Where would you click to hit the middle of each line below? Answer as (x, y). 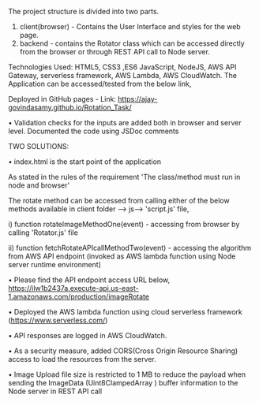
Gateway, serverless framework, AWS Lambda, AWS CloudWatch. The (122, 75)
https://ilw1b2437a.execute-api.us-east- (74, 288)
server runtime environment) (54, 264)
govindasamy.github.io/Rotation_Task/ (70, 107)
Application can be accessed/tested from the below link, (100, 84)
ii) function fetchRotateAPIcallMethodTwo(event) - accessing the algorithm (130, 248)
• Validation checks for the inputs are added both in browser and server (125, 123)
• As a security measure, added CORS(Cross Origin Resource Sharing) (123, 351)
